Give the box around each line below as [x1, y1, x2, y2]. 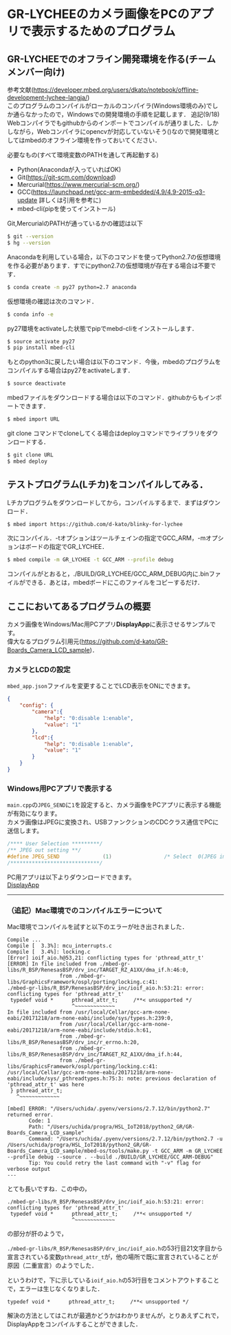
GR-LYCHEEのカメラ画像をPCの [7, 6, 190, 22]
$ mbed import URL [7, 416, 60, 423]
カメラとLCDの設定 [7, 665, 71, 674]
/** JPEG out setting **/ [7, 847, 81, 854]
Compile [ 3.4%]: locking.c [7, 949, 91, 956]
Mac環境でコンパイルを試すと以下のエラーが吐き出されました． [7, 923, 188, 931]
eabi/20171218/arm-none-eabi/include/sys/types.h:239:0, [7, 1015, 174, 1022]
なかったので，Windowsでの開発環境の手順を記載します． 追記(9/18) [25, 110, 220, 118]
